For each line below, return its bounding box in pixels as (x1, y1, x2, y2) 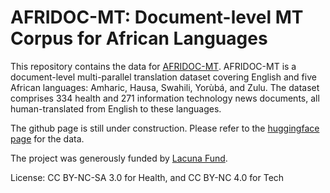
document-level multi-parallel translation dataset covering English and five (10, 71, 317, 83)
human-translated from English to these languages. (10, 102, 222, 115)
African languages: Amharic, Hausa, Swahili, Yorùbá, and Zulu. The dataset (10, 81, 320, 93)
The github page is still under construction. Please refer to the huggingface (10, 122, 320, 134)
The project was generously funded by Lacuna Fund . (10, 152, 228, 164)
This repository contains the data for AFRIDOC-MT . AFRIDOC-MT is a (10, 60, 297, 72)
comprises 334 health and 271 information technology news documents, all (10, 92, 320, 104)
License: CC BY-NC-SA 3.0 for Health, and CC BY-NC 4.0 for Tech (10, 171, 285, 183)
